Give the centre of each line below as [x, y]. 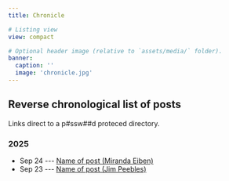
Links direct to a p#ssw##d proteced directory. [84, 123]
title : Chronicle [36, 15]
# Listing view [33, 29]
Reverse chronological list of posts [95, 105]
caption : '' [35, 66]
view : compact [31, 37]
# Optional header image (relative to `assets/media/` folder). [115, 51]
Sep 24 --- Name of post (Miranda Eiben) [87, 161]
